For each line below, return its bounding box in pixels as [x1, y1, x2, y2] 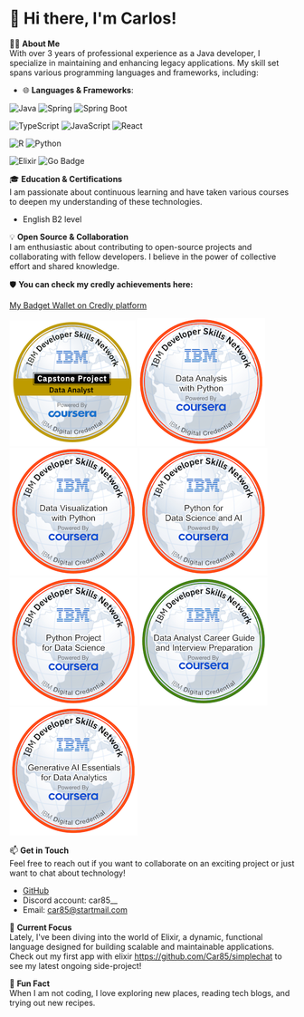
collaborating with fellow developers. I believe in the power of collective [9, 251, 277, 262]
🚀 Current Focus [9, 922, 72, 933]
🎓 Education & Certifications [9, 173, 123, 184]
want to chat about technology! [9, 867, 126, 878]
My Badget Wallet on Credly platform [9, 299, 147, 311]
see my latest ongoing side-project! [9, 960, 142, 971]
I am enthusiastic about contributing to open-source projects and [9, 241, 252, 252]
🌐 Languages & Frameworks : [22, 84, 134, 95]
